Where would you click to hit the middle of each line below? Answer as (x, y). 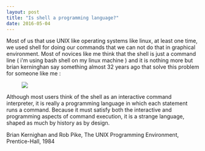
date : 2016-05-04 (28, 23)
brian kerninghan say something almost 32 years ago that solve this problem (103, 67)
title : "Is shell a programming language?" (63, 18)
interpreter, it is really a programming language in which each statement (97, 103)
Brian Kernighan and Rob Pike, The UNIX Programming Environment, (93, 135)
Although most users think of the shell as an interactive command (89, 97)
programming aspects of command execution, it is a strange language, (95, 117)
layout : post (23, 12)
